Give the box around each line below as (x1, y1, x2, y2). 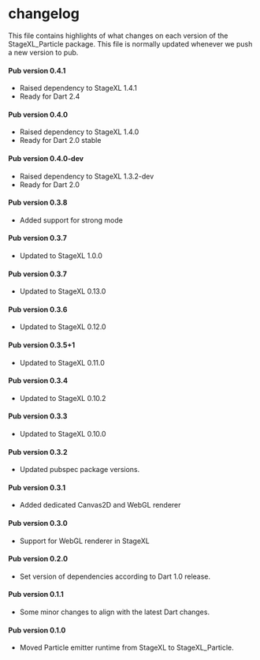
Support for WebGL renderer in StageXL (19, 536, 150, 546)
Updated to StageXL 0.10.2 (19, 393, 106, 403)
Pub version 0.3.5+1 (8, 340, 76, 350)
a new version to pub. (8, 47, 79, 57)
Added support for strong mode (19, 215, 124, 225)
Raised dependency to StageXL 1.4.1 (19, 84, 138, 93)
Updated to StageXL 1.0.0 (19, 250, 102, 261)
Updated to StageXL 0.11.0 (19, 358, 105, 367)
